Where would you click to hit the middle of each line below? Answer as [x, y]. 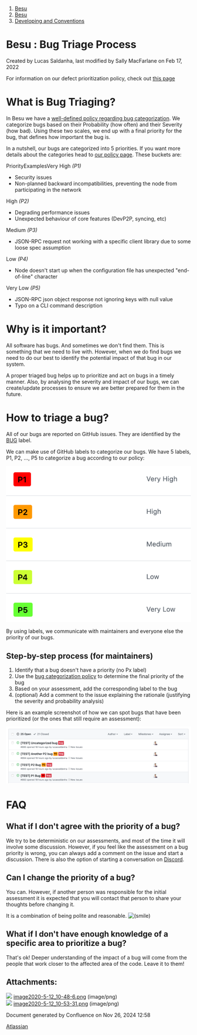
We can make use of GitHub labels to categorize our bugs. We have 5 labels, [98, 451]
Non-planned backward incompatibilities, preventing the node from [96, 183]
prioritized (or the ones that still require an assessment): [74, 719]
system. [16, 364]
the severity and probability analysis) [59, 701]
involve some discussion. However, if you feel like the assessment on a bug [97, 847]
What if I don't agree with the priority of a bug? [93, 827]
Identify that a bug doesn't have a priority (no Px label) [80, 670]
